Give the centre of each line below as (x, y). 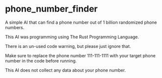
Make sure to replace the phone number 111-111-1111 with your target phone (80, 55)
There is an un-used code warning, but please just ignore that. (68, 46)
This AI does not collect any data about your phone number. (66, 70)
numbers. (15, 27)
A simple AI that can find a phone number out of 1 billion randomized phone (81, 22)
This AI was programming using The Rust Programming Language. (72, 37)
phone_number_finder (51, 9)
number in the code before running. (41, 61)
